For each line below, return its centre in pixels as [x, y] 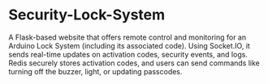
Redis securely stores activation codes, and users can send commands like [134, 63]
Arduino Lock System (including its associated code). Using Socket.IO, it [129, 45]
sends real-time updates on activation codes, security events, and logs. [128, 54]
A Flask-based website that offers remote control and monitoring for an [127, 37]
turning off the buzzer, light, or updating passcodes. [95, 71]
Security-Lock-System [87, 15]
